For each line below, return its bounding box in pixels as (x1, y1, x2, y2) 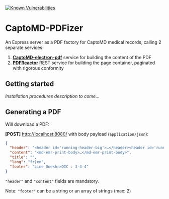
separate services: (5, 44, 44, 51)
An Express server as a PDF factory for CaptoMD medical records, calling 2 (5, 39, 161, 45)
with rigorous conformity (12, 65, 64, 71)
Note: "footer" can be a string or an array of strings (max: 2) (5, 187, 131, 194)
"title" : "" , (10, 155, 37, 160)
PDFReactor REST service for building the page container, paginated (12, 60, 155, 66)
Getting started (5, 80, 54, 88)
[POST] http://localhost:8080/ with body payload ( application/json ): (5, 131, 149, 137)
